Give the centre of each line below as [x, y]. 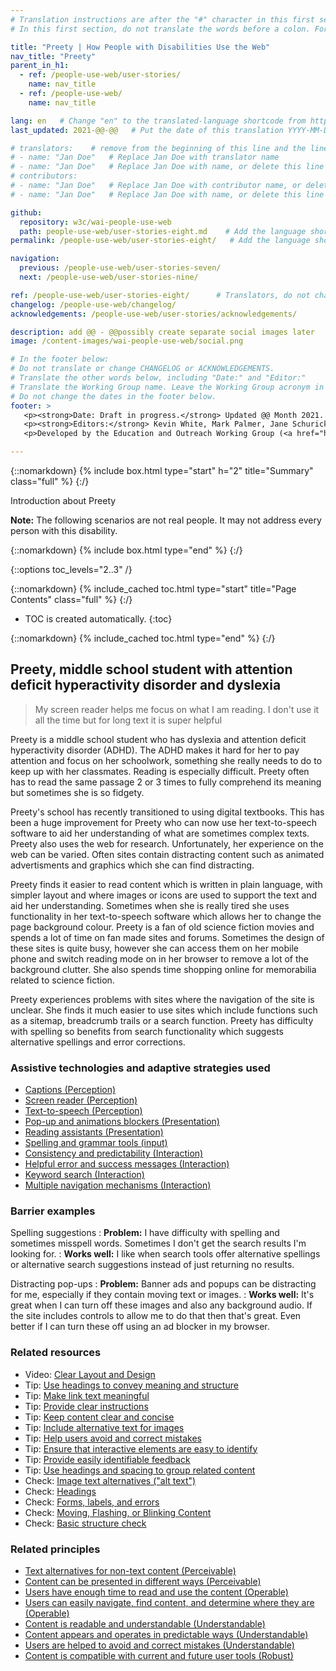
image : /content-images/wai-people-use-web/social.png [127, 341]
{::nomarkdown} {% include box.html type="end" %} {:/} [126, 550]
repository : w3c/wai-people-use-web [95, 222]
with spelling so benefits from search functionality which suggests [147, 1031]
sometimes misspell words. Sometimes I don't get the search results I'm [158, 1243]
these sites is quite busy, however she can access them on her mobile [155, 948]
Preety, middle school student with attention [151, 669]
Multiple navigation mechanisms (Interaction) [118, 1185]
